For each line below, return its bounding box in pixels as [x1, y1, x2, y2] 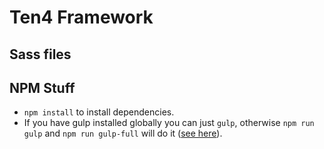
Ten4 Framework [9, 6, 154, 29]
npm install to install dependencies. [23, 106, 175, 118]
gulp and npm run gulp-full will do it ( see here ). [23, 127, 223, 140]
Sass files [9, 46, 72, 63]
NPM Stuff [9, 79, 76, 96]
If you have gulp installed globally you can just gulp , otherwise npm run [23, 117, 315, 129]
